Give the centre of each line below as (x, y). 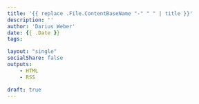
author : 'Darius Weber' (41, 26)
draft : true (24, 90)
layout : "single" (32, 52)
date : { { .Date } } (34, 33)
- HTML (29, 71)
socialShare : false (35, 58)
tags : (15, 39)
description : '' (30, 20)
